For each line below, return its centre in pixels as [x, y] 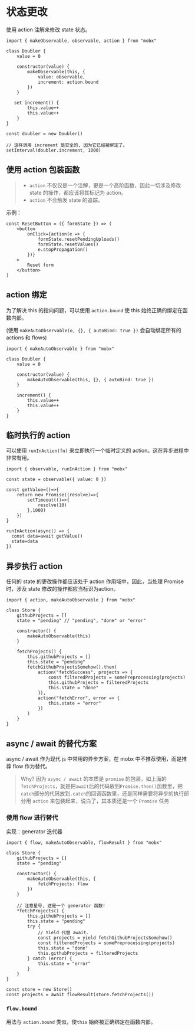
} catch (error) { [50, 959]
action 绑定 [27, 295]
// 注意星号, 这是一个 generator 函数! [61, 906]
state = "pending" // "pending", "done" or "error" [81, 621]
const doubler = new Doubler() [44, 133]
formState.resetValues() [68, 244]
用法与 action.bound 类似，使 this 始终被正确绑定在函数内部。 [81, 1022]
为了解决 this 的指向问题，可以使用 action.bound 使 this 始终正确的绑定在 [94, 310]
